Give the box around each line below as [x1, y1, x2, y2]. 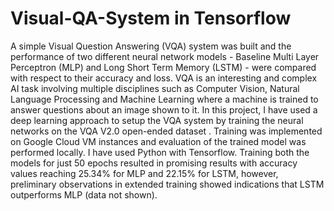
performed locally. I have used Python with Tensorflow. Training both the [10, 146, 310, 158]
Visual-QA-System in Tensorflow [10, 7, 292, 30]
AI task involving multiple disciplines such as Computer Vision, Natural [10, 82, 300, 94]
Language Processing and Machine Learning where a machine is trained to [10, 93, 319, 105]
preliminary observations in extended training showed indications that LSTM [10, 178, 325, 190]
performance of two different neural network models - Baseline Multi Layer [10, 50, 320, 62]
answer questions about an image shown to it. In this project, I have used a [10, 103, 318, 116]
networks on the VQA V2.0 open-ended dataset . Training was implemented [10, 125, 323, 137]
